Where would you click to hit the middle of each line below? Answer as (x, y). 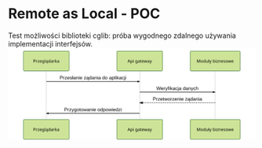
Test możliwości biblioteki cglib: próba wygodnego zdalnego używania (122, 35)
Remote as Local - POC (84, 14)
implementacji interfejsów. (50, 43)
